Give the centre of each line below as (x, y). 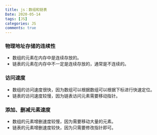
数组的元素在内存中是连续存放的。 (47, 58)
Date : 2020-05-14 (23, 14)
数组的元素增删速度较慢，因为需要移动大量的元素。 (64, 122)
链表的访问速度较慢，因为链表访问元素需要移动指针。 (66, 96)
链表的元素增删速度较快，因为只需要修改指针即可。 (64, 128)
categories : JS (21, 23)
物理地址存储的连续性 (30, 46)
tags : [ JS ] (16, 19)
